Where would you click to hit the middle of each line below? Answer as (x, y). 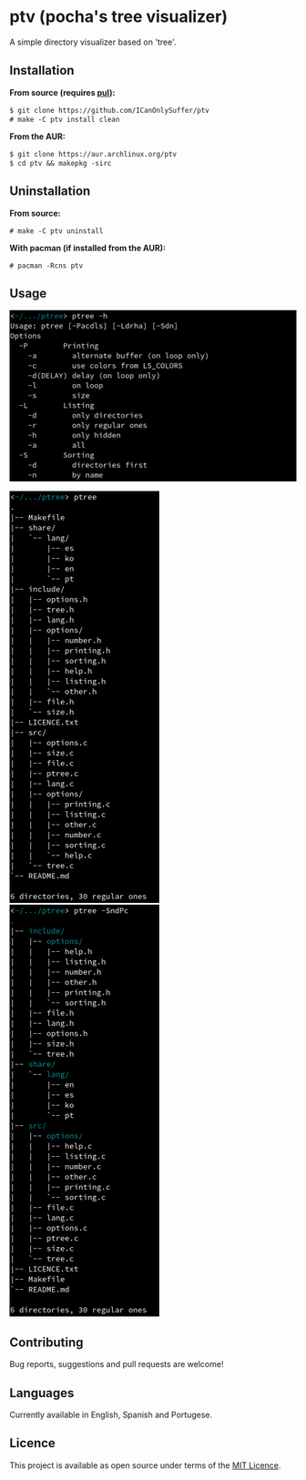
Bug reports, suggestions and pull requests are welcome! (117, 1364)
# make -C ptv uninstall (56, 231)
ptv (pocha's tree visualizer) (118, 17)
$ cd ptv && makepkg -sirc (61, 163)
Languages (42, 1393)
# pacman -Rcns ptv (46, 266)
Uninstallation (50, 192)
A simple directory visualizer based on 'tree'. (93, 42)
